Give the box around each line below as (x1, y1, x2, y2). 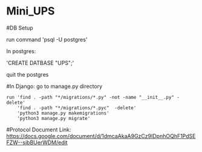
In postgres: (6, 47, 36, 55)
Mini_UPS (6, 4, 55, 18)
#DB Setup (6, 24, 33, 31)
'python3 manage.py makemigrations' (17, 110, 110, 116)
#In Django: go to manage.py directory (6, 83, 103, 90)
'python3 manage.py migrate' (17, 115, 91, 121)
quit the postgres (6, 71, 49, 78)
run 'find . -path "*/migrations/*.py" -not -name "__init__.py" (6, 94, 174, 100)
